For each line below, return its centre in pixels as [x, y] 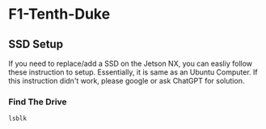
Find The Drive [38, 101]
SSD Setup [36, 44]
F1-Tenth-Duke [59, 14]
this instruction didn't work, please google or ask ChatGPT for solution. [127, 81]
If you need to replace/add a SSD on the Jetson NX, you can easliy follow [131, 63]
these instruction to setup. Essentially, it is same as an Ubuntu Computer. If [133, 72]
